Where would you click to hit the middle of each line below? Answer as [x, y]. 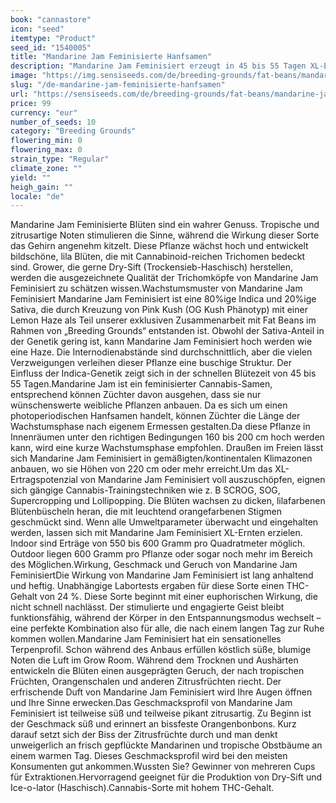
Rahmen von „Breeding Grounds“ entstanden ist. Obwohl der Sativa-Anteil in [167, 331]
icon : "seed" [37, 29]
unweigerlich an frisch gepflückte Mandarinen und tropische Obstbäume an [166, 745]
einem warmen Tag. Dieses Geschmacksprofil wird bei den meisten [149, 756]
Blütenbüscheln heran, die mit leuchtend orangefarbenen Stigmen [146, 512]
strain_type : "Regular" [60, 159]
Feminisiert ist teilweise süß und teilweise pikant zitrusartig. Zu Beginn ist [161, 713]
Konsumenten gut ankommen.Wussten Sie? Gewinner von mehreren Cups [163, 767]
